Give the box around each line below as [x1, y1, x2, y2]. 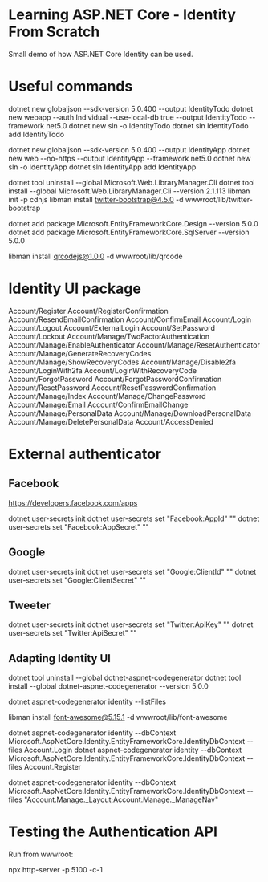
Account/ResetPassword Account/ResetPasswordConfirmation [8, 383, 217, 392]
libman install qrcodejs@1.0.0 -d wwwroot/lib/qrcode [8, 251, 183, 261]
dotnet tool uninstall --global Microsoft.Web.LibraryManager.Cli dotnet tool [8, 177, 255, 187]
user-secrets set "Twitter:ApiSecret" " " [8, 628, 137, 638]
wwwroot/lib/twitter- [185, 194, 253, 204]
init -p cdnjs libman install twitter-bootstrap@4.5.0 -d [8, 194, 184, 204]
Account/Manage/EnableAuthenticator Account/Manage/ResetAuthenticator [8, 339, 261, 350]
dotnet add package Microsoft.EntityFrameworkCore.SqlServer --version [8, 227, 250, 237]
